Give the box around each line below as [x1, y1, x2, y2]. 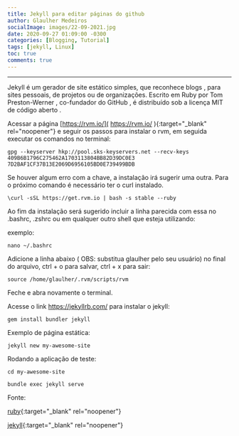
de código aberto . [7, 105, 62, 114]
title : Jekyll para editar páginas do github [7, 10, 144, 18]
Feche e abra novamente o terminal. [7, 288, 113, 297]
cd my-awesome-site [7, 368, 65, 376]
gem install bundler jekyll [7, 316, 91, 323]
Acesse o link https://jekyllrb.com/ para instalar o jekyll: [7, 302, 170, 310]
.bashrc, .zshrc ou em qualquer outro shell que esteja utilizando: [7, 214, 196, 223]
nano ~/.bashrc [7, 242, 53, 249]
